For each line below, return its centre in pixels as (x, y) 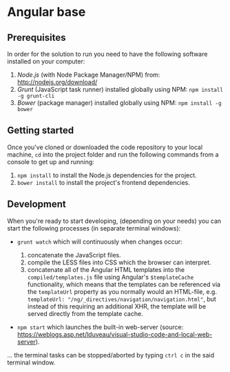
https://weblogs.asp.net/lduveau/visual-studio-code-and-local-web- (115, 334)
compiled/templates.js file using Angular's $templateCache (111, 277)
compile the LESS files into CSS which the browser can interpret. (119, 262)
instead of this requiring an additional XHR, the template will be (117, 306)
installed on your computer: (46, 61)
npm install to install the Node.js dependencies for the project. (107, 175)
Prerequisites (36, 38)
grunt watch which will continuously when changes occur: (100, 242)
